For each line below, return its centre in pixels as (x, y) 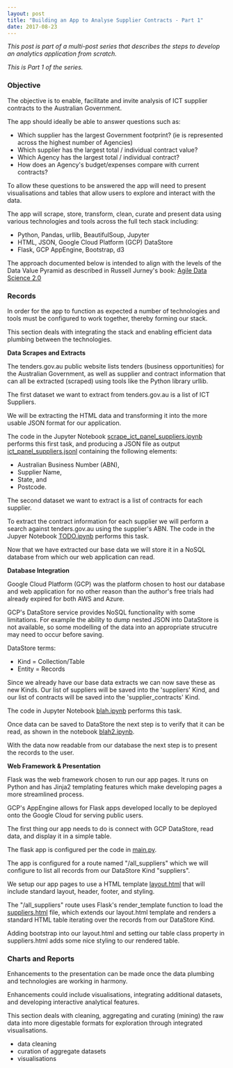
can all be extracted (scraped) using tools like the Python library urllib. (108, 381)
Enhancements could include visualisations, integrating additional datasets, (115, 995)
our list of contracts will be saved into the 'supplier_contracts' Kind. (104, 697)
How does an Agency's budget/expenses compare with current (108, 164)
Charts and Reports (41, 959)
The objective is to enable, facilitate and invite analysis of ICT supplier (107, 100)
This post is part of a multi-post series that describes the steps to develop (114, 47)
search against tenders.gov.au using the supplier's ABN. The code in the (111, 528)
